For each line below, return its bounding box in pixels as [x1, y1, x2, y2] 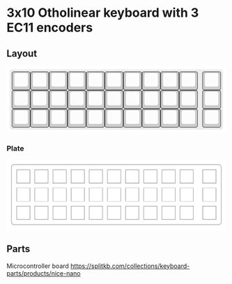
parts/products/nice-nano [6, 269, 81, 277]
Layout [6, 47, 38, 59]
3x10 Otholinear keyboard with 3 [6, 5, 199, 21]
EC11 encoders [6, 20, 93, 36]
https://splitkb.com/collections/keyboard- [70, 262, 190, 270]
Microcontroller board [6, 262, 69, 270]
